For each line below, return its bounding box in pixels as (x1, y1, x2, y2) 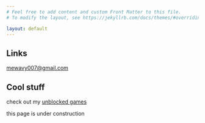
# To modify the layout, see (6, 15, 81, 21)
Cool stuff (6, 82, 45, 92)
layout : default (6, 26, 48, 32)
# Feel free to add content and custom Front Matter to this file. (6, 9, 182, 15)
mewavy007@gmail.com (6, 65, 69, 72)
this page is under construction (6, 110, 85, 117)
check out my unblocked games (6, 98, 87, 105)
